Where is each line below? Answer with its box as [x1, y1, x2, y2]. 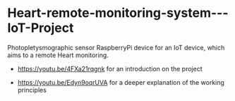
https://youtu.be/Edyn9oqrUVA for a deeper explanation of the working [17, 78, 224, 86]
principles [17, 85, 47, 94]
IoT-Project [7, 20, 74, 36]
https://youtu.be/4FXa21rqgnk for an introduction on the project [17, 64, 203, 73]
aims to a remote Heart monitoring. [7, 51, 109, 59]
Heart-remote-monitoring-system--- [7, 5, 229, 21]
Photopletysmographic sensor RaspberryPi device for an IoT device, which [7, 43, 225, 52]
